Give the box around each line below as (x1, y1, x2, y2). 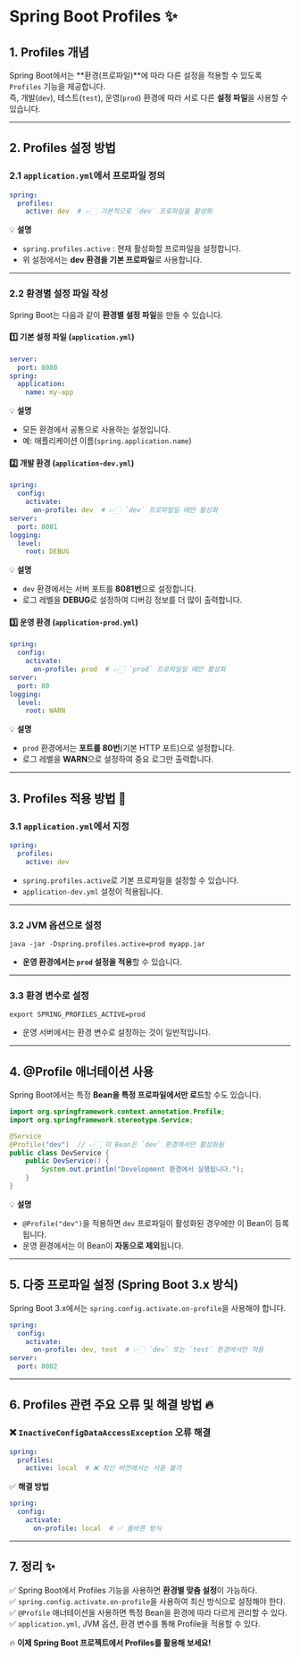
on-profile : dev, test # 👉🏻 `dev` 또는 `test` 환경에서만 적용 (32, 1345, 264, 1355)
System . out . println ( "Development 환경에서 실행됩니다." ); (41, 1165, 245, 1174)
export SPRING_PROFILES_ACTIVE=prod (9, 1010, 146, 1020)
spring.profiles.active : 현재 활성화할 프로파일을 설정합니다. (21, 243, 242, 254)
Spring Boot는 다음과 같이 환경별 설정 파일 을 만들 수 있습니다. (9, 309, 223, 320)
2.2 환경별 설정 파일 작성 (9, 288, 109, 300)
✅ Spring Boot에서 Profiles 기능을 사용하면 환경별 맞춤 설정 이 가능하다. (9, 1585, 258, 1595)
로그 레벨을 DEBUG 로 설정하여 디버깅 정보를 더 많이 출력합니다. (21, 594, 243, 605)
